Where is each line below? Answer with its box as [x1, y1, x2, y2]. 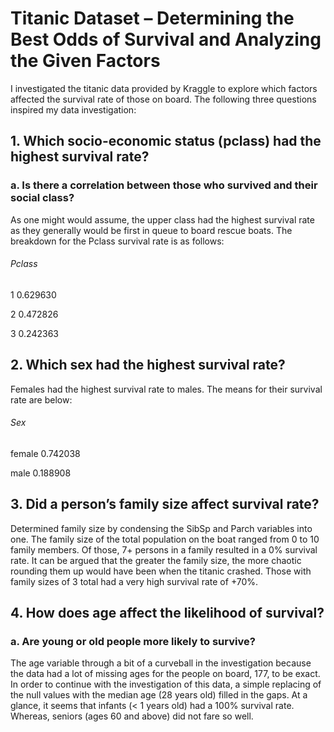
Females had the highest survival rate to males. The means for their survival [10, 383, 323, 395]
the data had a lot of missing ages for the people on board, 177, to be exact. [10, 668, 321, 680]
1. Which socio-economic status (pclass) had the [10, 133, 322, 150]
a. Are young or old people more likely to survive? [10, 634, 256, 648]
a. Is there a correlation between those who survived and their [10, 178, 318, 192]
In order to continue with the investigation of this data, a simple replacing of [10, 678, 322, 691]
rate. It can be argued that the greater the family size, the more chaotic [10, 554, 302, 566]
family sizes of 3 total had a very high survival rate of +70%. [10, 575, 259, 587]
